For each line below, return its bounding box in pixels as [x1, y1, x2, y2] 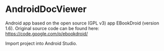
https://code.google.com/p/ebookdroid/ [5, 30, 88, 36]
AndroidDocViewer [5, 3, 87, 15]
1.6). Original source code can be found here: [5, 25, 99, 31]
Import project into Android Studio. [5, 40, 77, 46]
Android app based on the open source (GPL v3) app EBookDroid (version [5, 20, 159, 26]
